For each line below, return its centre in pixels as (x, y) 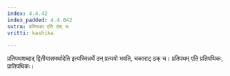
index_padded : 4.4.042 (40, 20)
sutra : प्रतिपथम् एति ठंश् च (38, 26)
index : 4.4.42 (28, 13)
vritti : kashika (30, 33)
